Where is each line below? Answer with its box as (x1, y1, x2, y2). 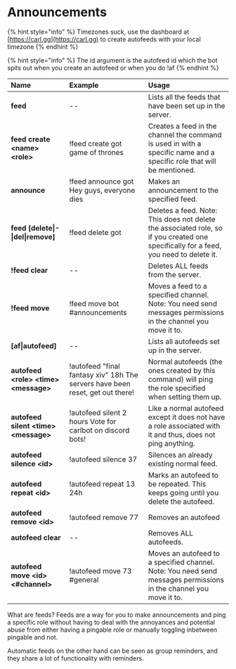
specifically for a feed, (147, 241, 222, 250)
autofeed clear (11, 533, 61, 542)
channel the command (147, 129, 223, 139)
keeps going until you (147, 488, 219, 497)
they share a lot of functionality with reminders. (7, 654, 144, 662)
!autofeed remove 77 (69, 512, 139, 522)
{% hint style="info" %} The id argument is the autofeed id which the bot (7, 56, 218, 64)
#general (69, 575, 99, 585)
